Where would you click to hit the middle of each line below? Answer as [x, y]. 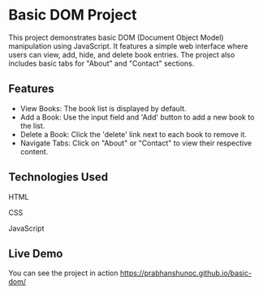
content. [34, 151]
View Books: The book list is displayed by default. [103, 108]
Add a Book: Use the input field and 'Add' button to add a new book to [137, 117]
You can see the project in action [64, 273]
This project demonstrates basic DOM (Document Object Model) [116, 37]
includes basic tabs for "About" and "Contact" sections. [101, 63]
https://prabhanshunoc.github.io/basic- [186, 273]
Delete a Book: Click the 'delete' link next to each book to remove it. [134, 134]
